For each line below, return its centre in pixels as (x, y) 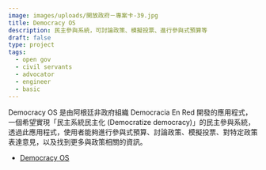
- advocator (35, 74)
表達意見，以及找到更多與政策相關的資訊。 (78, 142)
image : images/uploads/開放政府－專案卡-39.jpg (83, 15)
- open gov (33, 60)
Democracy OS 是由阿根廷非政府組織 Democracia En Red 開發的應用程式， (130, 112)
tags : (17, 52)
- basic (28, 89)
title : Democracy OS (42, 23)
